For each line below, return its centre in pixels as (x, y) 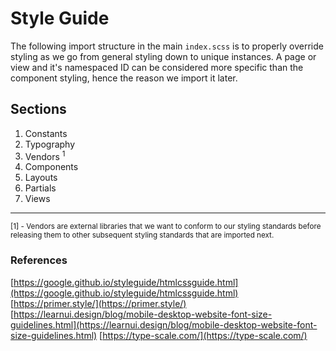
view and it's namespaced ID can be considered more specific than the (157, 67)
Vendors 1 (45, 155)
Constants (46, 133)
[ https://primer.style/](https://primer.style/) (98, 303)
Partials (40, 188)
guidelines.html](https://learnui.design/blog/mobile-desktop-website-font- (164, 324)
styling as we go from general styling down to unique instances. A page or (163, 56)
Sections (38, 109)
